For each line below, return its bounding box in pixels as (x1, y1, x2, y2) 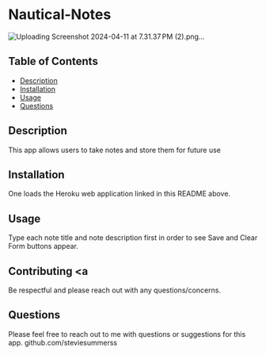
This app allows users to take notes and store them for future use (8, 145, 222, 155)
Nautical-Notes (8, 6, 112, 24)
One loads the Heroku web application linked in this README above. (8, 189, 231, 199)
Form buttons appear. (8, 242, 79, 251)
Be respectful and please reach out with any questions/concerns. (8, 285, 222, 295)
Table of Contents (8, 55, 99, 68)
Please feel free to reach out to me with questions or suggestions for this (8, 329, 246, 338)
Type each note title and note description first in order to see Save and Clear (8, 233, 258, 242)
